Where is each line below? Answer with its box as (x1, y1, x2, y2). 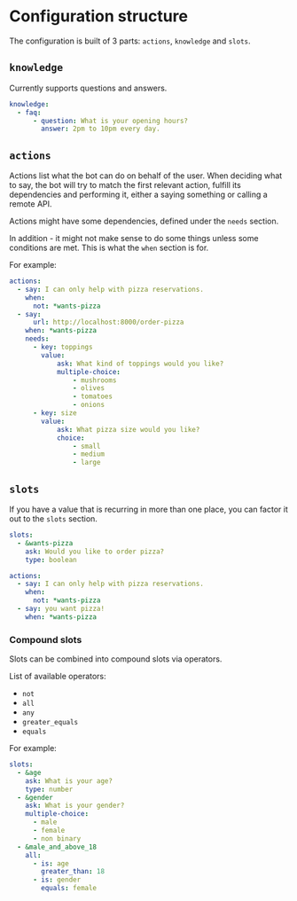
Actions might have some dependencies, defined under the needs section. (9, 215, 279, 227)
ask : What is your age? (25, 776, 113, 786)
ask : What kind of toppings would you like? (56, 359, 224, 368)
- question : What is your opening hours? (32, 116, 189, 125)
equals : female (41, 884, 98, 893)
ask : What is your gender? (25, 801, 125, 811)
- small (72, 442, 101, 450)
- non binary (32, 834, 82, 843)
